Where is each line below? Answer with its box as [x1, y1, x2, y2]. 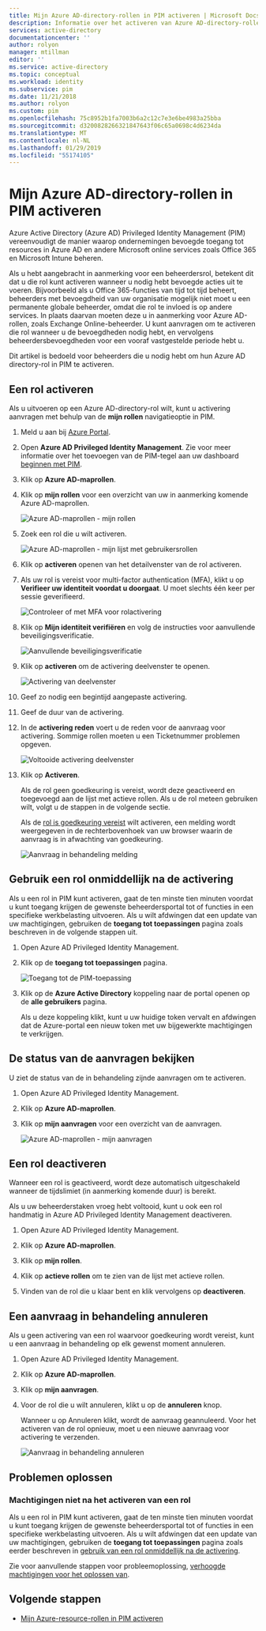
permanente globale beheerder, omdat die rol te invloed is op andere [9, 302, 233, 312]
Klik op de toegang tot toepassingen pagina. [20, 957, 168, 967]
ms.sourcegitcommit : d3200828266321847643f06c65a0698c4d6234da [9, 122, 222, 130]
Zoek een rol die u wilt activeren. [20, 529, 127, 538]
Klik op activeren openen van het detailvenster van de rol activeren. [20, 560, 242, 569]
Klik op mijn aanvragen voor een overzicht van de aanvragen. [20, 1119, 223, 1128]
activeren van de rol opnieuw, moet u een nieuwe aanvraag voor [20, 1424, 230, 1433]
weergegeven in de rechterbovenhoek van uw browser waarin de [20, 826, 234, 835]
